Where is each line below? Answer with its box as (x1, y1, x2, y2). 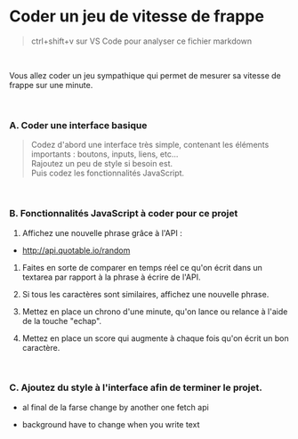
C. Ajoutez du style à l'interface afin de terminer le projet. (9, 381, 262, 394)
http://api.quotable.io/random (21, 245, 131, 256)
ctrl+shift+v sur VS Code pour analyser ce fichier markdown (30, 36, 253, 46)
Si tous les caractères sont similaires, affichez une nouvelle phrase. (21, 289, 270, 299)
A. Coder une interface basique (9, 118, 148, 131)
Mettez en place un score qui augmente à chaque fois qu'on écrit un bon (21, 332, 289, 344)
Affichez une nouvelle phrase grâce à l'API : (21, 227, 182, 238)
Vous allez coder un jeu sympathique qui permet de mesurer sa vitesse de (9, 69, 282, 81)
